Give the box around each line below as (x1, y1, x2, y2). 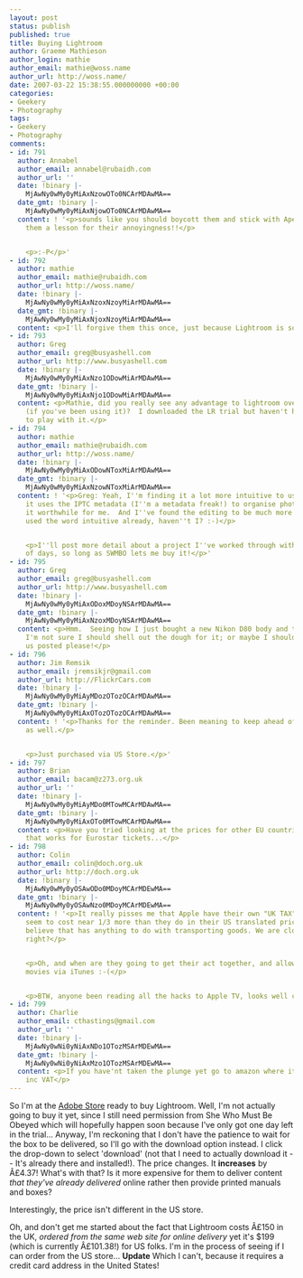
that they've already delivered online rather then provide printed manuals (9, 1177, 281, 1188)
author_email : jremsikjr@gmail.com (17, 666, 151, 676)
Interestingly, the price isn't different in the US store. (9, 1204, 204, 1215)
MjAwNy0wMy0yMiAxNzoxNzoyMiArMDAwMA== (25, 297, 171, 307)
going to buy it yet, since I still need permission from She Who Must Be (9, 1110, 273, 1121)
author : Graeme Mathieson (9, 47, 106, 56)
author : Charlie (17, 1009, 78, 1018)
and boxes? (9, 1187, 52, 1198)
